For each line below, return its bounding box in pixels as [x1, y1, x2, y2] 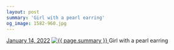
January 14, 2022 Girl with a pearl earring [6, 37, 169, 45]
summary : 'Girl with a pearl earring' [6, 15, 105, 21]
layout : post [6, 9, 40, 15]
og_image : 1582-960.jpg [6, 20, 67, 26]
